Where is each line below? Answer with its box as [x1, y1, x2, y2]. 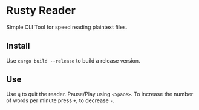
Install [6, 41, 30, 51]
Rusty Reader [6, 4, 76, 17]
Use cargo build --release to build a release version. [6, 57, 140, 64]
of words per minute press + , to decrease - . [6, 97, 115, 104]
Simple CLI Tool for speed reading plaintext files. [6, 23, 128, 31]
